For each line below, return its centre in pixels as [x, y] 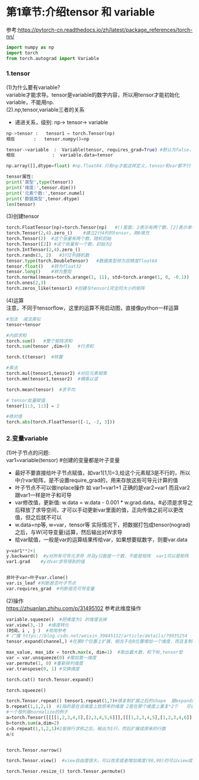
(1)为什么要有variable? [33, 87]
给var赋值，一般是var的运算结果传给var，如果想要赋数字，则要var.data [101, 539]
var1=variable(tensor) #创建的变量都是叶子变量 [63, 460]
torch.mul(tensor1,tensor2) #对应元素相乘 [57, 374]
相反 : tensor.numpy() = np [48, 139]
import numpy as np [30, 47]
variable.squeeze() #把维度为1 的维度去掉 [57, 619]
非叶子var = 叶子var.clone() [37, 578]
